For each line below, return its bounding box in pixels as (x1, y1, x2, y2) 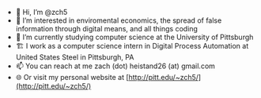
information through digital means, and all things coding (15, 24, 198, 33)
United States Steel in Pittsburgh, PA (15, 53, 134, 62)
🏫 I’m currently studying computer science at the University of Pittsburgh (15, 32, 254, 42)
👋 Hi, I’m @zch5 (15, 8, 68, 16)
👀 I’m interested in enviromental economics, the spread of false (15, 16, 222, 25)
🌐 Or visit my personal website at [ (15, 73, 129, 82)
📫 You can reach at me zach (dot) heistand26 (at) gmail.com (15, 61, 216, 71)
